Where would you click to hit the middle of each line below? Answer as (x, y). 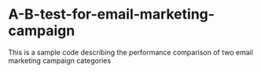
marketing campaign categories (60, 61)
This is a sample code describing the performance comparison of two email (131, 52)
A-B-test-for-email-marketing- (111, 14)
